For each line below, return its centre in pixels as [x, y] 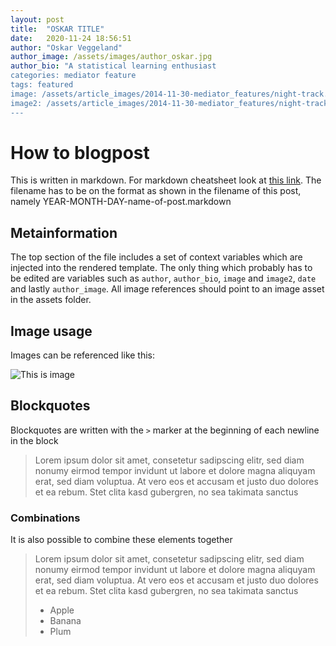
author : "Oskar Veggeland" [66, 47]
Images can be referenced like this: [83, 355]
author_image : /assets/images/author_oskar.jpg [111, 57]
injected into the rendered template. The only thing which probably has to [161, 268]
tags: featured [42, 85]
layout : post [37, 19]
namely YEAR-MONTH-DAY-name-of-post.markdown [121, 202]
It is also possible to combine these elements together [121, 540]
